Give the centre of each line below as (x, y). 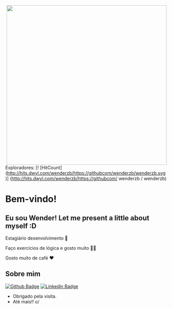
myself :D (21, 226)
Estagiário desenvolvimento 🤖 (37, 238)
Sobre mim (23, 274)
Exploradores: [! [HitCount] (34, 168)
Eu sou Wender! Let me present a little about (77, 218)
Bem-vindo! (31, 199)
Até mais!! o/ (26, 301)
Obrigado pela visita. (35, 296)
